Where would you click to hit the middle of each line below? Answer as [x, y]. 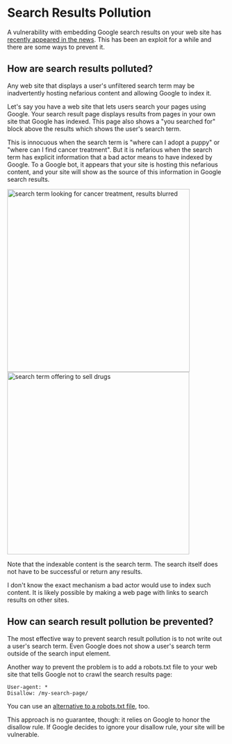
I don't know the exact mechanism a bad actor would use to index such [109, 585]
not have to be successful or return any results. [75, 571]
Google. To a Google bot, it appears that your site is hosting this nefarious [113, 164]
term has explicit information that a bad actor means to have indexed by [110, 157]
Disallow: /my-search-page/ [48, 693]
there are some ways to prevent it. [56, 47]
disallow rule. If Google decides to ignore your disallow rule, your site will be [116, 727]
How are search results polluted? [80, 69]
